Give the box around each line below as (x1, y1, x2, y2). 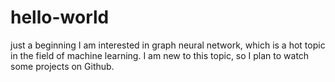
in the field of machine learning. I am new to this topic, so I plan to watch (10, 49, 310, 61)
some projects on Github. (10, 60, 115, 72)
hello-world (10, 6, 110, 29)
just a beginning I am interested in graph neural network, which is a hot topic (10, 39, 326, 51)
